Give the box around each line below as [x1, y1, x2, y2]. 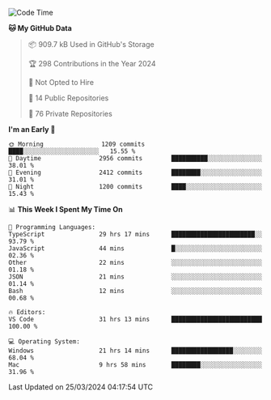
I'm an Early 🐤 [8, 125, 56, 134]
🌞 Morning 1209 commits [8, 140, 146, 148]
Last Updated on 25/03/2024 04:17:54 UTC [8, 382, 154, 392]
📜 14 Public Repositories [28, 93, 109, 103]
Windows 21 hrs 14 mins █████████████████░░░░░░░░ [8, 347, 263, 355]
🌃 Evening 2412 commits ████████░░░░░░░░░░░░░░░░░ [8, 168, 263, 177]
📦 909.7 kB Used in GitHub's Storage [28, 40, 155, 49]
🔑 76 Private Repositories [28, 109, 113, 118]
